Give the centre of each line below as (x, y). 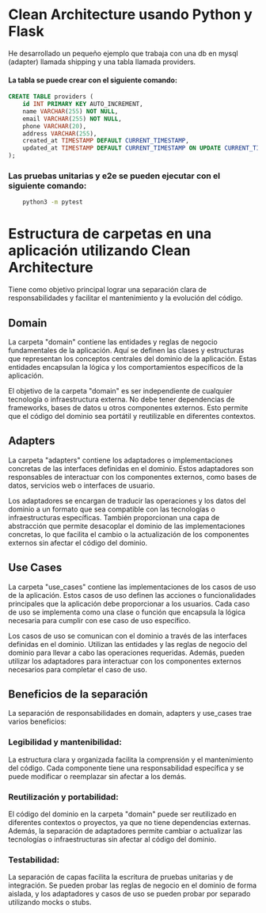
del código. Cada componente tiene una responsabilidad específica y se (126, 768)
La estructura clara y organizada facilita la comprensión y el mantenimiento (131, 759)
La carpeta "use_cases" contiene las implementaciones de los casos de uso (132, 587)
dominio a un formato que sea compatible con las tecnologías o (112, 509)
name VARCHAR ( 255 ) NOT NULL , (70, 111)
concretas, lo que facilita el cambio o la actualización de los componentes (129, 534)
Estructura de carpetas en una (110, 234)
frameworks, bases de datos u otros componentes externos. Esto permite (128, 407)
